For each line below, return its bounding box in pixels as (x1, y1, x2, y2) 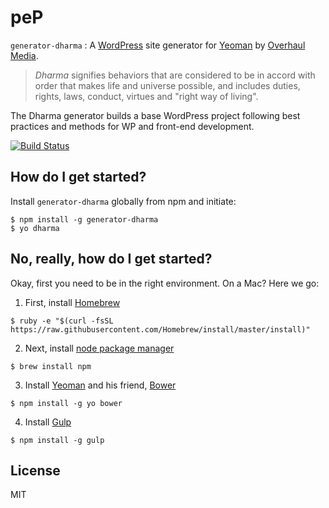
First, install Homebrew (24, 296, 121, 308)
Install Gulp (24, 416, 72, 428)
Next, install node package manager (24, 342, 175, 354)
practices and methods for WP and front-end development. (10, 120, 255, 132)
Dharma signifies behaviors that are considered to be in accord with (34, 69, 316, 81)
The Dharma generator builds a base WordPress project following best (10, 109, 301, 121)
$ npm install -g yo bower (10, 398, 123, 408)
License (10, 462, 61, 479)
